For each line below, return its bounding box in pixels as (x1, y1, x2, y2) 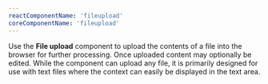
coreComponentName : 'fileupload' (8, 19, 120, 27)
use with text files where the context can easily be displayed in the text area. (8, 66, 261, 76)
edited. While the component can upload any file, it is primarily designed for (8, 58, 258, 68)
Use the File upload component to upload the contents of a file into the (8, 41, 242, 50)
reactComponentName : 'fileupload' (8, 11, 124, 20)
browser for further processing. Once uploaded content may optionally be (8, 50, 252, 59)
